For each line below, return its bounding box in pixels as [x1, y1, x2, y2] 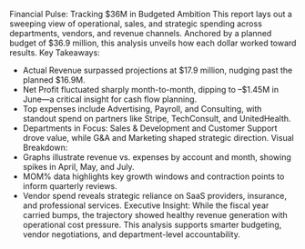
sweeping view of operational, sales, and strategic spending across [9, 18, 262, 29]
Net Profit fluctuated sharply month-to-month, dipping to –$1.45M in [22, 85, 280, 95]
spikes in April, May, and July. [22, 162, 135, 172]
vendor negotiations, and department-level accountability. [22, 229, 241, 240]
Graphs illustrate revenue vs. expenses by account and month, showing [22, 152, 291, 163]
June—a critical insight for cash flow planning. [22, 94, 198, 105]
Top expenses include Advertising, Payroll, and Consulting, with [22, 104, 262, 114]
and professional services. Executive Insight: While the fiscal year [22, 200, 269, 211]
